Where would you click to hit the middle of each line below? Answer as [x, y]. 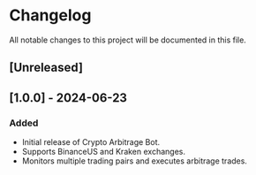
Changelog [50, 15]
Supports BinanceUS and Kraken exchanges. [103, 152]
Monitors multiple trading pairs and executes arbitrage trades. [134, 161]
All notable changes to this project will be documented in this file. [128, 40]
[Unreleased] [46, 68]
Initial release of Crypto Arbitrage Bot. [91, 142]
